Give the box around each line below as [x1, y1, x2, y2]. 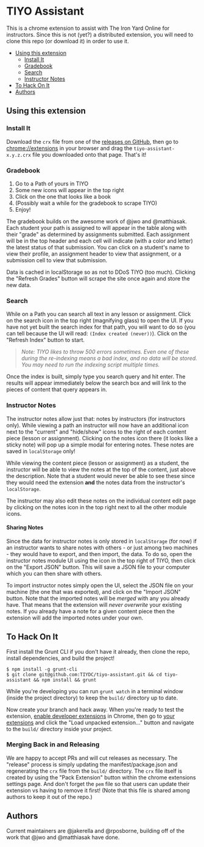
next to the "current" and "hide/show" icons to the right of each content [6, 428, 187, 435]
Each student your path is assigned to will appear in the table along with [6, 224, 187, 231]
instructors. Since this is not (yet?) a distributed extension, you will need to [6, 30, 194, 38]
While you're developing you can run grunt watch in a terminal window [6, 687, 184, 695]
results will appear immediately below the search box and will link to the [6, 379, 187, 387]
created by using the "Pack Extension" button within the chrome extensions [6, 773, 196, 781]
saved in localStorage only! [6, 447, 76, 455]
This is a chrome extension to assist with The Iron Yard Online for [6, 24, 170, 32]
